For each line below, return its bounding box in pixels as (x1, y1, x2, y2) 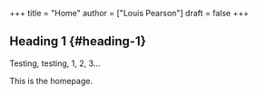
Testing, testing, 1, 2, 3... (9, 58, 101, 69)
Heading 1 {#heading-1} (9, 33, 147, 49)
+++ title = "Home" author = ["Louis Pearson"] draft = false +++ (9, 8, 250, 18)
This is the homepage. (9, 75, 94, 86)
